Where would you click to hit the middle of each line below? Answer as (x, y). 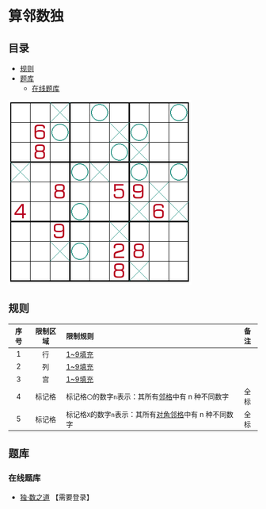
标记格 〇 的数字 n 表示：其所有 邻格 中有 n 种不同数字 (148, 396)
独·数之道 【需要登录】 (56, 497)
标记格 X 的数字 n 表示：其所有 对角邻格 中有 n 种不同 (146, 414)
